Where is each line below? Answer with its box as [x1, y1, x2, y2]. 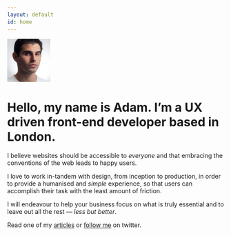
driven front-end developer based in [7, 114, 219, 130]
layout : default [7, 11, 54, 18]
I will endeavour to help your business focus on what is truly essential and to [7, 200, 224, 208]
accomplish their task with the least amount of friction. [7, 187, 162, 195]
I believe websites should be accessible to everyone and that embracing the [7, 152, 223, 160]
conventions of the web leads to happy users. [7, 159, 137, 167]
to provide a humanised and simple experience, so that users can [7, 179, 193, 188]
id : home [7, 18, 32, 26]
